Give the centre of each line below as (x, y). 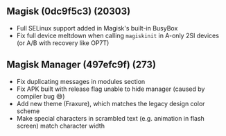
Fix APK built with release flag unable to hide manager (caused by (111, 89)
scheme (28, 111)
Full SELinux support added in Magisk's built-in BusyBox (97, 28)
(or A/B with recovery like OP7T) (63, 43)
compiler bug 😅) (41, 96)
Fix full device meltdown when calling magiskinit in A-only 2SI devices (118, 35)
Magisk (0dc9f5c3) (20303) (69, 11)
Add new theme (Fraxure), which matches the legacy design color (111, 103)
